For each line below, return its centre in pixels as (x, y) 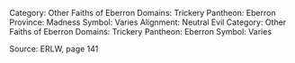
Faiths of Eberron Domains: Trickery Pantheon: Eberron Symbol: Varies (141, 31)
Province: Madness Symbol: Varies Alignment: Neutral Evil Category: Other (148, 22)
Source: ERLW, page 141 (54, 49)
